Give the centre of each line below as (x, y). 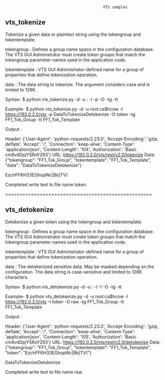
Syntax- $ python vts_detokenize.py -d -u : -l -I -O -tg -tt (63, 286)
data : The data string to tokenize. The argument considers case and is (78, 84)
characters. (17, 277)
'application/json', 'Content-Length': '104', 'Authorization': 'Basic (71, 149)
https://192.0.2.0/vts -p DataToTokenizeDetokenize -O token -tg (70, 114)
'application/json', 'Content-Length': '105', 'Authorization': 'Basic (71, 337)
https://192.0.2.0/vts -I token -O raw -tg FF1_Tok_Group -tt (65, 301)
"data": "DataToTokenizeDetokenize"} (43, 165)
